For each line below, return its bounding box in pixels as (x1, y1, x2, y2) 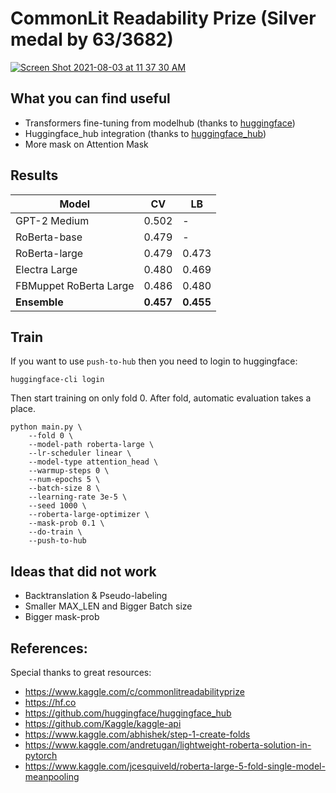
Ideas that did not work (10, 563, 157, 580)
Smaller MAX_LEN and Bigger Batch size (24, 600, 193, 612)
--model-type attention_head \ (28, 457, 159, 467)
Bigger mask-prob (24, 611, 100, 623)
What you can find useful (10, 90, 171, 107)
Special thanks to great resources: (10, 667, 152, 678)
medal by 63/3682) (10, 28, 174, 51)
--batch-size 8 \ (28, 483, 101, 494)
